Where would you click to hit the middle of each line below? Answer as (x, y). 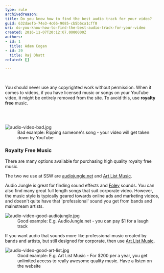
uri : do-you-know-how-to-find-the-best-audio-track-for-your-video (75, 28)
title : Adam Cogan (28, 46)
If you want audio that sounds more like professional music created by (76, 235)
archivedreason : (22, 14)
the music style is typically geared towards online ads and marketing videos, (82, 196)
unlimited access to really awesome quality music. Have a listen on (85, 261)
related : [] (17, 60)
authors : (14, 37)
